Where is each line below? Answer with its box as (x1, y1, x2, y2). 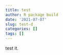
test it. (5, 45, 19, 51)
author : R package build (5, 12, 58, 17)
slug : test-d (5, 21, 33, 27)
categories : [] (5, 26, 38, 32)
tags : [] (5, 31, 24, 36)
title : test (5, 7, 31, 13)
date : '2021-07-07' (5, 17, 47, 22)
